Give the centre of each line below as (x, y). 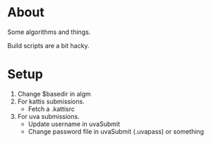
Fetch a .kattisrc (52, 109)
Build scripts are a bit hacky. (48, 45)
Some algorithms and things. (49, 32)
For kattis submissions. (51, 101)
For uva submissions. (48, 116)
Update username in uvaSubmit (74, 124)
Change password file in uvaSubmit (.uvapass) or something (116, 131)
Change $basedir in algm (54, 93)
